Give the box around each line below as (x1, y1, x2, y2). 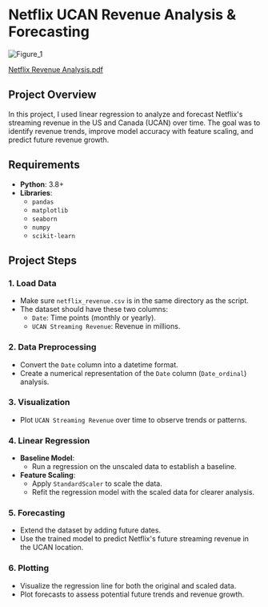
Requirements (8, 158, 80, 172)
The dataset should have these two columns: (19, 305, 168, 314)
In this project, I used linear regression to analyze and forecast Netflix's (8, 109, 243, 119)
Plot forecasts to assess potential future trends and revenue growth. (19, 589, 245, 599)
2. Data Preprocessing (8, 342, 97, 353)
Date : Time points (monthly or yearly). (31, 313, 156, 322)
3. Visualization (8, 397, 70, 408)
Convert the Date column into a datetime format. (19, 359, 178, 370)
